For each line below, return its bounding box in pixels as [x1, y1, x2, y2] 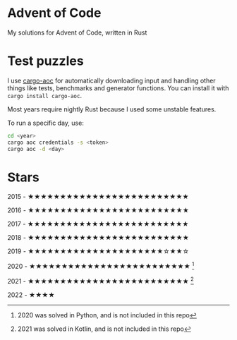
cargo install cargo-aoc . [7, 91, 83, 99]
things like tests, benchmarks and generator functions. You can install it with [7, 83, 229, 92]
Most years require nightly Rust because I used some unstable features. [7, 104, 217, 114]
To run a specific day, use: [7, 119, 85, 127]
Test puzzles [7, 53, 84, 69]
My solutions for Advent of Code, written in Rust [7, 28, 147, 37]
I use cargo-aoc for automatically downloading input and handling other [7, 76, 217, 85]
